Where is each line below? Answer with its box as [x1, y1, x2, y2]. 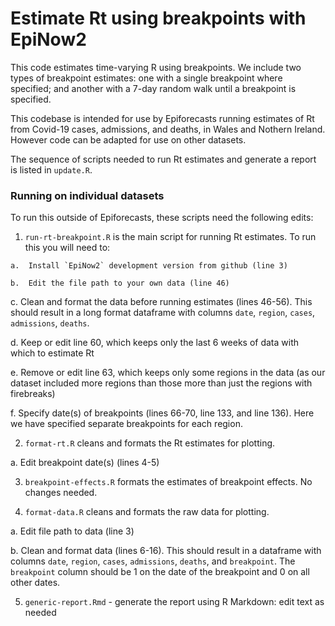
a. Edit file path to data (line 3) [10, 525, 135, 537]
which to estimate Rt [10, 347, 95, 359]
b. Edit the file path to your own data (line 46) [10, 278, 230, 289]
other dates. [10, 577, 61, 589]
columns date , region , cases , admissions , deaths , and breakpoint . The [10, 555, 296, 567]
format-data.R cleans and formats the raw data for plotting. [24, 506, 270, 518]
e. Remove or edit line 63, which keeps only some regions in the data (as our [10, 367, 326, 379]
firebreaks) [10, 388, 56, 400]
